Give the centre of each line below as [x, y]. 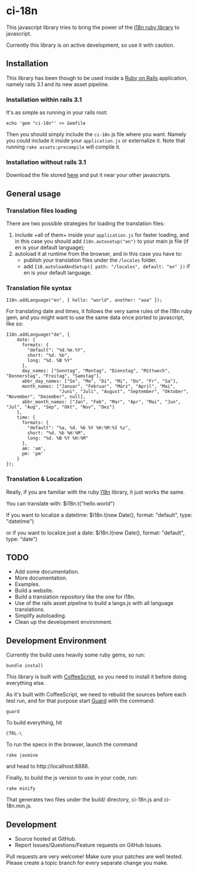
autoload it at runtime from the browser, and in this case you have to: [98, 254]
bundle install [25, 666]
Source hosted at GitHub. [46, 839]
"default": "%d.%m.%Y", [56, 350]
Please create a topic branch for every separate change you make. [87, 863]
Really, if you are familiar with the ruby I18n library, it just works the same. [95, 492]
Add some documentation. [47, 572]
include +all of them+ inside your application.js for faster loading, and [102, 235]
